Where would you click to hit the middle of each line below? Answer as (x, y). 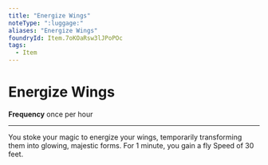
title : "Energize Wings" (49, 16)
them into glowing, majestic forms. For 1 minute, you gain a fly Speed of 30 (131, 145)
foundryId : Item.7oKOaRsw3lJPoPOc (66, 38)
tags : (17, 45)
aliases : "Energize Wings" (53, 30)
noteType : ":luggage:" (46, 23)
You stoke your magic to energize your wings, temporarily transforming (125, 137)
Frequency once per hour (51, 114)
